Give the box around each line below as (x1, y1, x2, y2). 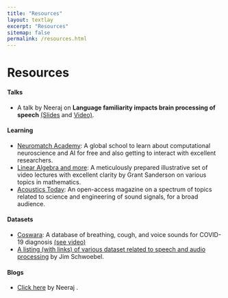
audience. (16, 199, 46, 208)
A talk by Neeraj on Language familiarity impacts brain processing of (16, 103, 216, 112)
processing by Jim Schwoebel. (16, 252, 104, 260)
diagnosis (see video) (25, 238, 86, 246)
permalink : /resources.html (7, 36, 88, 42)
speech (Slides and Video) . (16, 110, 94, 119)
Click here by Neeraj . (16, 284, 79, 292)
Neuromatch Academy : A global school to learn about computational (16, 141, 211, 149)
